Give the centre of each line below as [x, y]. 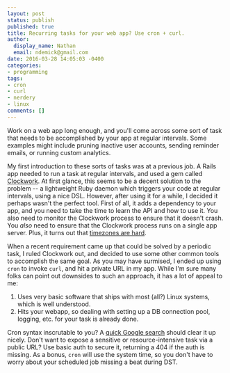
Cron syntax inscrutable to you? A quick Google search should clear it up [112, 332]
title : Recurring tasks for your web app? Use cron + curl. [96, 33]
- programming [28, 72]
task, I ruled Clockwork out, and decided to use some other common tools [113, 253]
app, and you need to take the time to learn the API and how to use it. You [113, 210]
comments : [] [26, 111]
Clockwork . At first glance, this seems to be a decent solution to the [104, 181]
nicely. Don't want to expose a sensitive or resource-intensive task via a [110, 340]
